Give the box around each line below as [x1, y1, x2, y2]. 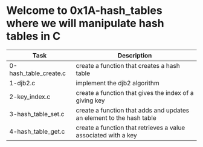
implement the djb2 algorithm [76, 79, 159, 87]
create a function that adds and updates [76, 106, 189, 114]
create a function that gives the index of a [76, 88, 194, 97]
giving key [76, 96, 105, 105]
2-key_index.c [9, 92, 51, 100]
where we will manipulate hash [6, 16, 164, 30]
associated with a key [76, 131, 137, 139]
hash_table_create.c [9, 69, 66, 77]
